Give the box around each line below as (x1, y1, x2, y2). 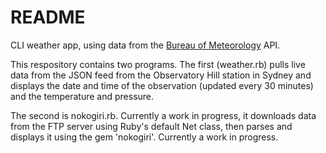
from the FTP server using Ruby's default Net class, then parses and (10, 120, 293, 132)
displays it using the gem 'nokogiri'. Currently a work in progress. (10, 131, 279, 143)
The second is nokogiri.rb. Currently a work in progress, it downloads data (10, 109, 317, 121)
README (10, 6, 86, 29)
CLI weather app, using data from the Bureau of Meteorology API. (10, 39, 281, 51)
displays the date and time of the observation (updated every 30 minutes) (10, 79, 314, 91)
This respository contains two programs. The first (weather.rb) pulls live (10, 58, 306, 70)
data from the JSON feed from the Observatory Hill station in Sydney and (10, 69, 312, 81)
